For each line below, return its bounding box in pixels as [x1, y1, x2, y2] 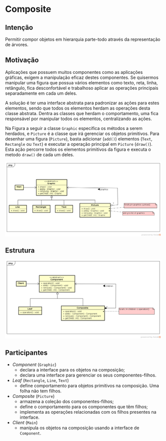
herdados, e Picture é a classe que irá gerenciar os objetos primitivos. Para [5, 130, 160, 136]
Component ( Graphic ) [12, 362, 57, 368]
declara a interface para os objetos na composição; [19, 367, 125, 373]
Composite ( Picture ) [12, 393, 55, 399]
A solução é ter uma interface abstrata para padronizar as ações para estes [5, 100, 160, 106]
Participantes [5, 348, 48, 357]
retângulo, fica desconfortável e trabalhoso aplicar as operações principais [5, 85, 159, 91]
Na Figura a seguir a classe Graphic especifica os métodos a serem [5, 125, 143, 131]
